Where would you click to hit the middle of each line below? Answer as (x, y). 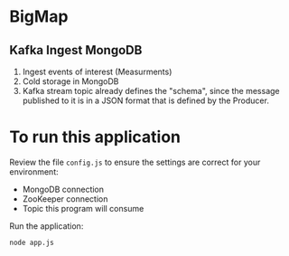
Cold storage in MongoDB (70, 81)
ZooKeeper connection (65, 199)
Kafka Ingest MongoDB (76, 50)
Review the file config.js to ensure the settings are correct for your (135, 162)
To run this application (95, 137)
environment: (34, 171)
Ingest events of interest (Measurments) (97, 71)
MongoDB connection (63, 189)
